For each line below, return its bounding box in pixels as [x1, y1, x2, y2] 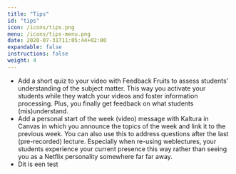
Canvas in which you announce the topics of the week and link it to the [17, 122, 226, 130]
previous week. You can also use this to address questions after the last [17, 129, 229, 138]
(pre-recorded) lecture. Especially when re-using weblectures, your [17, 137, 217, 145]
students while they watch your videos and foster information [17, 91, 198, 100]
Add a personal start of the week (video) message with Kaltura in [17, 114, 209, 123]
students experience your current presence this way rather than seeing [17, 144, 227, 153]
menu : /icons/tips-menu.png [7, 30, 91, 38]
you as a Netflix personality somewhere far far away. [17, 152, 173, 160]
